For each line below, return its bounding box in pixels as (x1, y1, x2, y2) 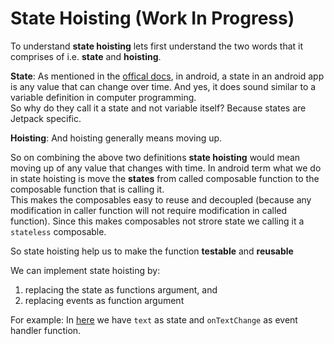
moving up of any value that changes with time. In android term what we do (10, 162, 322, 174)
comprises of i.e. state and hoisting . (10, 50, 162, 62)
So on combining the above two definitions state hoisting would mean (10, 151, 301, 163)
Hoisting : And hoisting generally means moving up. (10, 132, 223, 144)
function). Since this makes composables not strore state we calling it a (10, 215, 305, 227)
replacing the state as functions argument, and (24, 283, 218, 296)
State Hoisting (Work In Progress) (10, 7, 295, 30)
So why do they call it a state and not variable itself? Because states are (10, 102, 307, 114)
